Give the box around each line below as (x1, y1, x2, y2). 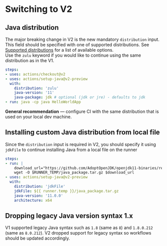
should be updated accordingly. (5, 235, 71, 242)
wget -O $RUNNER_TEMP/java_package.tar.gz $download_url (14, 170, 135, 175)
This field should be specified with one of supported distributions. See (5, 42, 149, 48)
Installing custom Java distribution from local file (5, 128, 160, 137)
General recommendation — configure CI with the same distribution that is (5, 108, 159, 114)
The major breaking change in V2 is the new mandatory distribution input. (5, 36, 160, 42)
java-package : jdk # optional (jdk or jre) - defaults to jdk (14, 95, 146, 100)
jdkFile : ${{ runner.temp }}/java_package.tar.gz (14, 188, 119, 193)
